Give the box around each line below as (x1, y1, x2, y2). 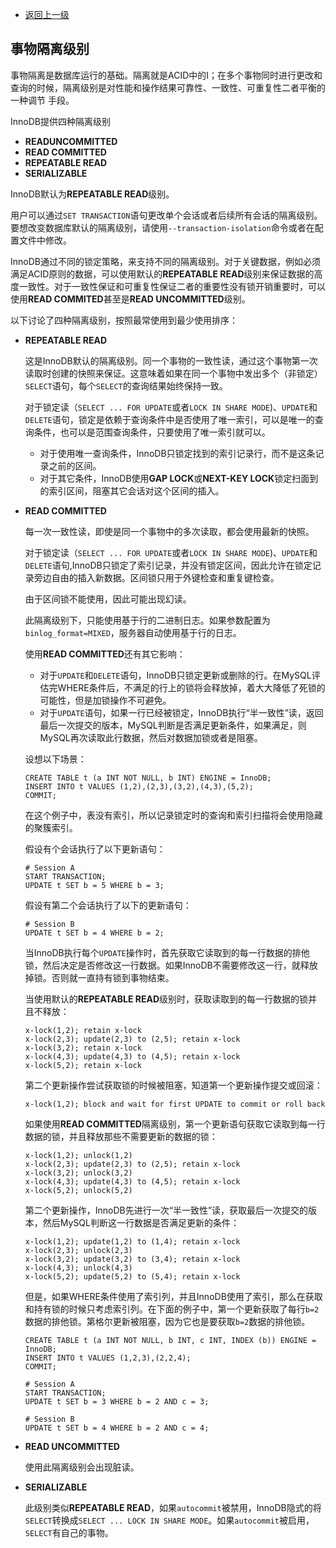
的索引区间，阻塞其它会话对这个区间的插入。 (39, 484, 225, 497)
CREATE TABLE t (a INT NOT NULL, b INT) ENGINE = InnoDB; (24, 773, 272, 783)
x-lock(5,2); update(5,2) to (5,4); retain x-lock (24, 1271, 241, 1282)
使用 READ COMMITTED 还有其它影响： (24, 648, 186, 660)
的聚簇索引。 (24, 821, 78, 833)
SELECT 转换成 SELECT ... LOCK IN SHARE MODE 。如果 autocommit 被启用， (24, 1514, 315, 1526)
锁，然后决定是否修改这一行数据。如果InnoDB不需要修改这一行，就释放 (24, 959, 318, 971)
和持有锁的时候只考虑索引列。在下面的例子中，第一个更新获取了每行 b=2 (24, 1303, 320, 1315)
